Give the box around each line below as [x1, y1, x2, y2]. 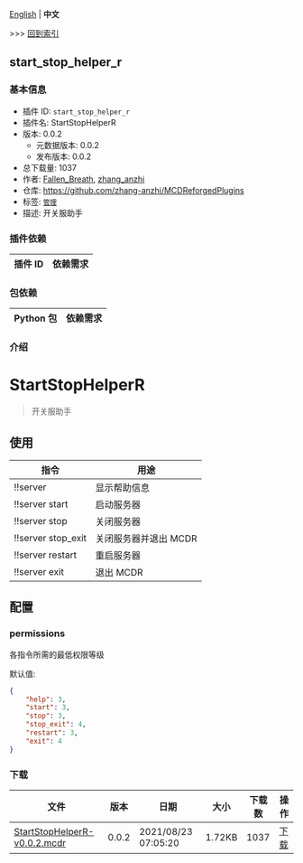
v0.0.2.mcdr [14, 836, 66, 849]
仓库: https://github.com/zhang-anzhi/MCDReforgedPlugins [22, 184, 245, 195]
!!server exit [14, 565, 65, 577]
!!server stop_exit [14, 531, 87, 544]
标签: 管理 [22, 196, 57, 207]
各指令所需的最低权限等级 [9, 649, 105, 660]
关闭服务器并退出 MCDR [95, 532, 197, 545]
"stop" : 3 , [25, 711, 67, 721]
